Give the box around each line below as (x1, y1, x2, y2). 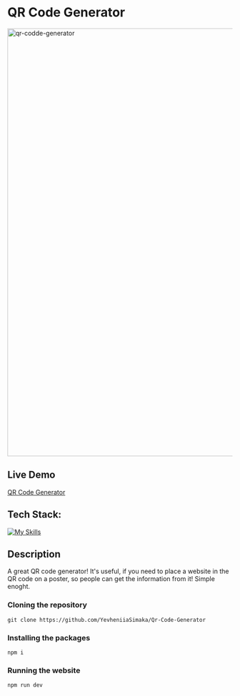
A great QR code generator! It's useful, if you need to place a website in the (7, 567, 229, 575)
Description (7, 548, 61, 560)
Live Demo (7, 469, 56, 481)
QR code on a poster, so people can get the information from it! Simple (7, 575, 216, 583)
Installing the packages (7, 632, 91, 642)
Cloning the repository (7, 600, 87, 610)
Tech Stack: (7, 508, 62, 521)
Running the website (7, 665, 81, 675)
